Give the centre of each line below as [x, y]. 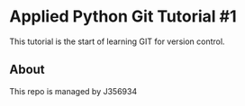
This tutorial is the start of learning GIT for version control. [117, 41]
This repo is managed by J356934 [73, 91]
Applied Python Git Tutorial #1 [123, 17]
